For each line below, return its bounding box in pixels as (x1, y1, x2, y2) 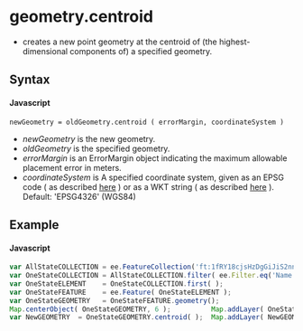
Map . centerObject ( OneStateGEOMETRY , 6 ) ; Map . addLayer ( (9, 305, 264, 314)
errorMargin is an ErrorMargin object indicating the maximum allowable (22, 152, 288, 164)
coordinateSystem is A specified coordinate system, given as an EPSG (22, 172, 284, 183)
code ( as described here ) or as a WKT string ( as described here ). (22, 181, 275, 192)
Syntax (9, 72, 50, 88)
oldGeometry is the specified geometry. (22, 143, 170, 154)
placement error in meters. (22, 162, 122, 173)
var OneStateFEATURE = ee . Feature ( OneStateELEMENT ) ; (9, 288, 232, 297)
